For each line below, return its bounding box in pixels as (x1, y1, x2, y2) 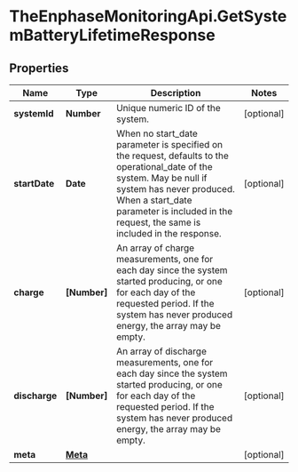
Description (150, 87, 201, 99)
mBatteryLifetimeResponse (9, 25, 216, 45)
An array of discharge (116, 345, 207, 357)
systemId (13, 108, 54, 119)
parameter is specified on (116, 139, 223, 150)
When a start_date (116, 194, 192, 206)
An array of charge (116, 242, 195, 254)
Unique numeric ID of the (116, 102, 222, 114)
